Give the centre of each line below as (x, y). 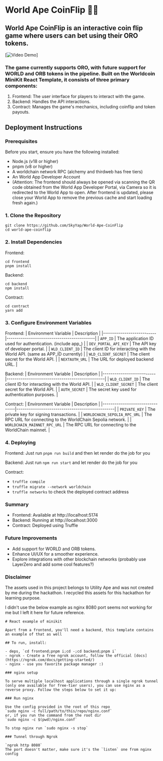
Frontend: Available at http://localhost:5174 (55, 515)
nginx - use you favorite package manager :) (57, 664)
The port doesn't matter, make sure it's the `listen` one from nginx (78, 750)
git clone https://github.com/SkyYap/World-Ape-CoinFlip (64, 226)
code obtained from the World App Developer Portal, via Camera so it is (84, 187)
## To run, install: (26, 643)
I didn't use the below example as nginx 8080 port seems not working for (79, 607)
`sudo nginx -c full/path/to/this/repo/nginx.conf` (59, 711)
